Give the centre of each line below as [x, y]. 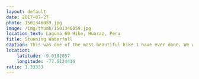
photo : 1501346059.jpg [34, 23]
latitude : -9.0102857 [43, 56]
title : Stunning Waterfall [39, 39]
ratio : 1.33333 [25, 67]
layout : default [26, 12]
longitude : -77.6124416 [46, 61]
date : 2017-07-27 [28, 17]
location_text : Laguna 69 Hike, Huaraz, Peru [63, 34]
